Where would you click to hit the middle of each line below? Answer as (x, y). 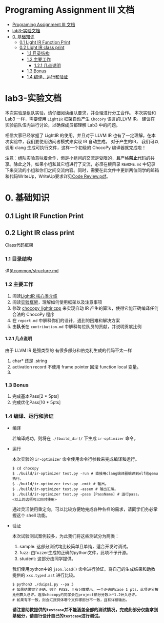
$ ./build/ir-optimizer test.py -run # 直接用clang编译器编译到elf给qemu (85, 473)
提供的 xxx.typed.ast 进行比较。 (45, 575)
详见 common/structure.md (32, 270)
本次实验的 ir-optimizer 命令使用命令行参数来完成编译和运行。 (76, 459)
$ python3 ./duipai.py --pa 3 (43, 584)
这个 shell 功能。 (33, 515)
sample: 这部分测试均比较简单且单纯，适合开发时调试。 (75, 546)
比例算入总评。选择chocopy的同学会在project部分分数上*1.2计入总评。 (75, 595)
